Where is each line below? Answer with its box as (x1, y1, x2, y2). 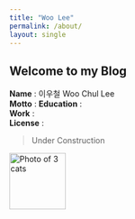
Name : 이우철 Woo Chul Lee (9, 88, 115, 99)
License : (9, 118, 45, 129)
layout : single (9, 30, 67, 39)
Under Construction (31, 135, 105, 146)
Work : (9, 108, 35, 119)
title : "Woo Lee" (9, 13, 75, 23)
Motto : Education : (9, 98, 83, 109)
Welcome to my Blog (9, 63, 128, 78)
